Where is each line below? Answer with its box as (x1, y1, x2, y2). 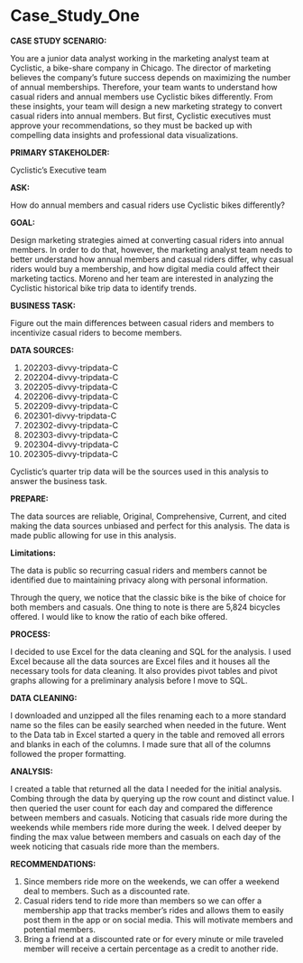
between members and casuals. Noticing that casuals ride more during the (10, 812, 288, 823)
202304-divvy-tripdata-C (23, 439, 119, 450)
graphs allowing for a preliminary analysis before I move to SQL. (10, 675, 248, 686)
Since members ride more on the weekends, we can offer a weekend (23, 875, 280, 886)
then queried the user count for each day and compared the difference (10, 802, 273, 813)
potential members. (23, 923, 96, 935)
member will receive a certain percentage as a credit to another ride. (23, 943, 279, 954)
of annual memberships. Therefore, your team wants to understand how (10, 81, 278, 92)
